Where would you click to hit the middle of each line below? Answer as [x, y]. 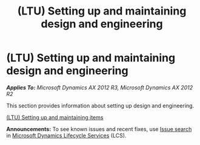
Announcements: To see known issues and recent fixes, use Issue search [99, 129]
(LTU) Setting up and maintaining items [55, 117]
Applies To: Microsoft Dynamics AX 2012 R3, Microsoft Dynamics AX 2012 [100, 87]
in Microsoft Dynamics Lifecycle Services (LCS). [66, 135]
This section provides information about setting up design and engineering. [100, 105]
